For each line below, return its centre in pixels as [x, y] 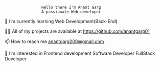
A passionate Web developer [71, 12]
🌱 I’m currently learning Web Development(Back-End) [61, 21]
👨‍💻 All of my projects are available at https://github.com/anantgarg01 [77, 31]
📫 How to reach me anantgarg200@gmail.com [54, 41]
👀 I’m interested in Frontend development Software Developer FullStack [80, 53]
